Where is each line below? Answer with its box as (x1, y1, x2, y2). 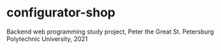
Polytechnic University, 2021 (6, 34, 88, 42)
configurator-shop (6, 5, 116, 21)
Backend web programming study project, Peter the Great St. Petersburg (6, 27, 214, 36)
